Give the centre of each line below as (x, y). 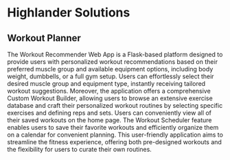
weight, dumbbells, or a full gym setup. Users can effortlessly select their (111, 76)
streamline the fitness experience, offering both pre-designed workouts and (114, 142)
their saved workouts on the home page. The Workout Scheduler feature (110, 120)
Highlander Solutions (69, 13)
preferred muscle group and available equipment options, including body (110, 69)
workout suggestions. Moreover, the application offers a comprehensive (109, 91)
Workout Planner (44, 38)
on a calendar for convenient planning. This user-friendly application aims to (115, 135)
